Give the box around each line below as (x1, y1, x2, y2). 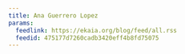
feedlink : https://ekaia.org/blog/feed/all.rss (15, 26, 178, 34)
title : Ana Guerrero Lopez (8, 11, 99, 20)
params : (8, 19, 34, 27)
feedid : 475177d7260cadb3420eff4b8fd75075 (15, 33, 159, 42)
